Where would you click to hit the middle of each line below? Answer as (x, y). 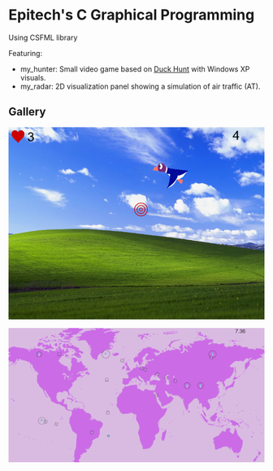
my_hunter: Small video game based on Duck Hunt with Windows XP (135, 69)
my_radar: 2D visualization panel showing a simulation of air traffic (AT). (140, 86)
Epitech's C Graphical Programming (132, 15)
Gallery (27, 112)
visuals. (33, 77)
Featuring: (26, 53)
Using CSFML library (43, 37)
